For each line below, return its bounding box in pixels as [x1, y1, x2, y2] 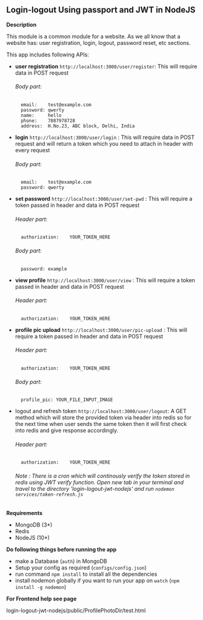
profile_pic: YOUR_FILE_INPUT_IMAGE [21, 397, 113, 403]
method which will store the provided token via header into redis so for [15, 414, 192, 421]
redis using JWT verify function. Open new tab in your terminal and [15, 479, 184, 486]
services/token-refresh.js [15, 491, 84, 498]
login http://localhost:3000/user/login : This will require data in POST [15, 133, 195, 141]
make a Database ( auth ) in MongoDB [15, 558, 107, 565]
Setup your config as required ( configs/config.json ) [15, 564, 147, 571]
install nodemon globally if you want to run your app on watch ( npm [15, 576, 180, 584]
